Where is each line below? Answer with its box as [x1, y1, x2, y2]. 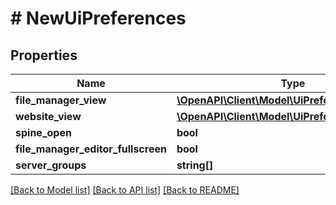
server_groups [15, 158, 87, 172]
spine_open [15, 126, 72, 139]
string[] [176, 158, 214, 172]
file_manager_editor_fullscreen [15, 142, 167, 156]
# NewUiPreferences [10, 7, 187, 30]
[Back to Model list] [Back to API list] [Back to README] [10, 184, 240, 196]
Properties [10, 47, 78, 64]
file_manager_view [15, 93, 107, 107]
